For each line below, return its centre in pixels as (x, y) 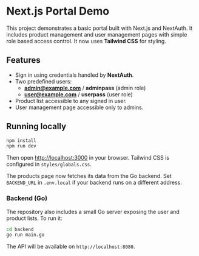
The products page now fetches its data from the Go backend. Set (89, 176)
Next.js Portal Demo (58, 11)
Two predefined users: (43, 81)
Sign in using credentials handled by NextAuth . (74, 75)
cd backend (20, 229)
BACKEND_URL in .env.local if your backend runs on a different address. (94, 183)
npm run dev (21, 146)
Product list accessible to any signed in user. (71, 101)
